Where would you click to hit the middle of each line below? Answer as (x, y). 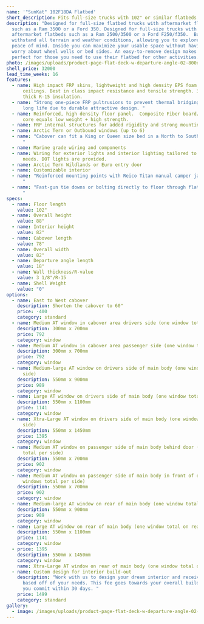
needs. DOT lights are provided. (65, 159)
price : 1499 (32, 594)
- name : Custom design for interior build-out (72, 572)
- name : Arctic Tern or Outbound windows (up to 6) (79, 131)
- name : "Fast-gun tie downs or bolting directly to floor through (99, 187)
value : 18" (31, 266)
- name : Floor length (39, 204)
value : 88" (31, 221)
